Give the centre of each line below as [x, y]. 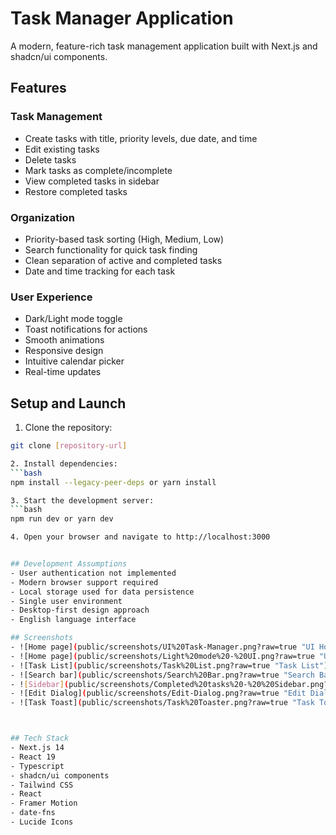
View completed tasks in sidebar [92, 181]
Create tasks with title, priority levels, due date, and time [141, 138]
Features [38, 88]
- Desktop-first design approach [80, 610]
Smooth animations [64, 340]
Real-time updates [63, 372]
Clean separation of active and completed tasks [123, 260]
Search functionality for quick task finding [111, 249]
